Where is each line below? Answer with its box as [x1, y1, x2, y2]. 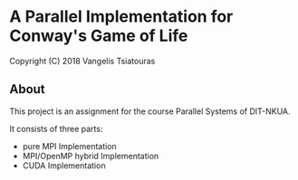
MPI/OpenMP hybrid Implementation [22, 150, 159, 161]
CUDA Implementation [22, 160, 106, 171]
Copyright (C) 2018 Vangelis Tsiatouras [9, 55, 156, 66]
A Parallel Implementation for [9, 6, 234, 27]
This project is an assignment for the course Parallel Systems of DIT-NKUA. [9, 106, 292, 117]
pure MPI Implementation [22, 140, 118, 151]
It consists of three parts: [9, 123, 103, 134]
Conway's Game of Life [9, 25, 188, 46]
